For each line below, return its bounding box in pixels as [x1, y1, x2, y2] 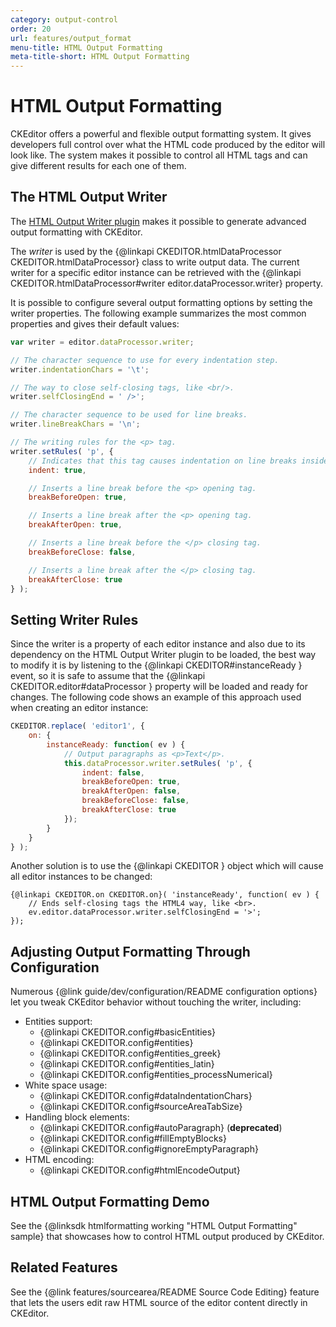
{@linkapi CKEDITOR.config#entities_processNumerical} [39, 1069, 273, 1081]
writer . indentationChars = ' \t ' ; [10, 364, 150, 375]
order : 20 [10, 24, 52, 34]
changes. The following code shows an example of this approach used [10, 691, 302, 703]
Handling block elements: [24, 1111, 130, 1123]
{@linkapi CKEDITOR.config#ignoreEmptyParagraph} [39, 1143, 259, 1155]
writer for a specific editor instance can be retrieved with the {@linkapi [10, 266, 302, 278]
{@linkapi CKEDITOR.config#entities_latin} [39, 1058, 215, 1070]
